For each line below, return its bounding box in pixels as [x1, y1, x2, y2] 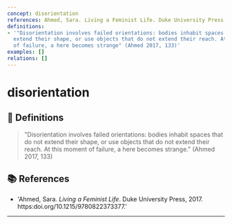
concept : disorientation [7, 10, 79, 17]
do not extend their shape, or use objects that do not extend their [23, 137, 210, 145]
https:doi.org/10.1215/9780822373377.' [17, 202, 128, 210]
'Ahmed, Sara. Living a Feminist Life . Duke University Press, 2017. [17, 194, 204, 203]
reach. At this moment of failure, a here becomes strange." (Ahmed [23, 145, 215, 153]
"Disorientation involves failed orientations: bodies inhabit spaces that [23, 130, 223, 139]
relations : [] [7, 55, 48, 62]
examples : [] [7, 49, 45, 56]
